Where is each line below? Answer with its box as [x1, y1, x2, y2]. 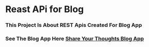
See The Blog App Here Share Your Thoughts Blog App [5, 35, 144, 42]
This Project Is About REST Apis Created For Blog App [5, 22, 142, 29]
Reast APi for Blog [5, 4, 84, 15]
